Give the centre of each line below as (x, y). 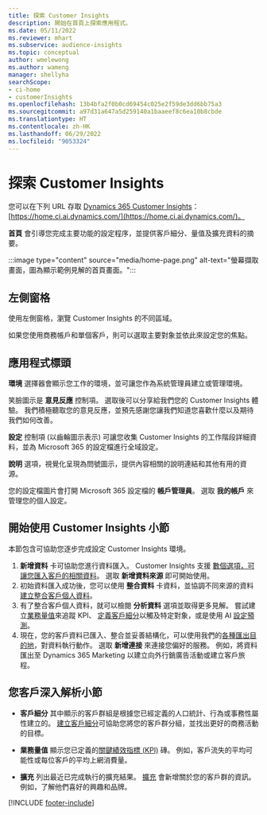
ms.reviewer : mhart (41, 38)
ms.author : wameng (39, 68)
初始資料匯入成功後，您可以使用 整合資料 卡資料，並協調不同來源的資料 (137, 585)
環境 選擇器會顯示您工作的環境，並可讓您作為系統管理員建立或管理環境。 (128, 383)
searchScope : (30, 82)
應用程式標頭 (40, 363)
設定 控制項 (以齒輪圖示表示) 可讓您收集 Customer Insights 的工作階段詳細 (129, 437)
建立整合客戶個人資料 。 (58, 595)
